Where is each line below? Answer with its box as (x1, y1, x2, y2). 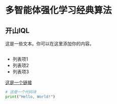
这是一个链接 (5, 79, 32, 86)
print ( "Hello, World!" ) (5, 94, 56, 99)
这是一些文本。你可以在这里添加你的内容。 (5, 41, 94, 46)
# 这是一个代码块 (5, 89, 36, 95)
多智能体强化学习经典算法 (5, 5, 112, 16)
